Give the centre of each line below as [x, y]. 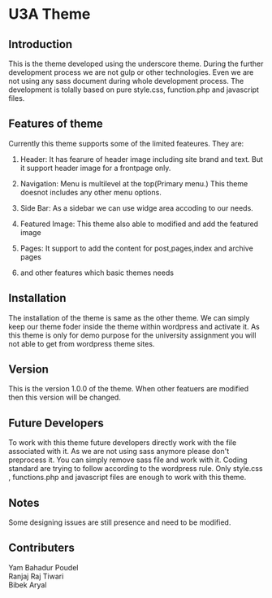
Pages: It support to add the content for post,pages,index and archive [136, 248]
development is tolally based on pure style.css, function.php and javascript [134, 89]
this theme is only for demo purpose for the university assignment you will [132, 335]
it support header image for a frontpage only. [95, 168]
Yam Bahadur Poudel [43, 567]
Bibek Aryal [28, 585]
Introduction [41, 44]
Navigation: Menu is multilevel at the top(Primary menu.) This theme [134, 183]
